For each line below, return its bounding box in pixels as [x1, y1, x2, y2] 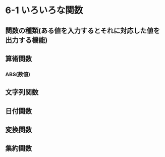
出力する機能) [5, 36, 48, 44]
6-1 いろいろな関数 [5, 5, 83, 16]
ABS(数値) [5, 71, 30, 78]
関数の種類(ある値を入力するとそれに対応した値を [5, 26, 160, 35]
